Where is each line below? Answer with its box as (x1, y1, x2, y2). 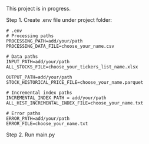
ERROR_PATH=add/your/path (6, 116, 69, 122)
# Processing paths (6, 33, 54, 39)
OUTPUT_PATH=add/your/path (6, 74, 72, 80)
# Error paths (6, 110, 41, 116)
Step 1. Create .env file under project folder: (6, 17, 112, 23)
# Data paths (6, 54, 38, 60)
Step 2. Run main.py (6, 131, 55, 138)
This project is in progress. (6, 5, 71, 12)
